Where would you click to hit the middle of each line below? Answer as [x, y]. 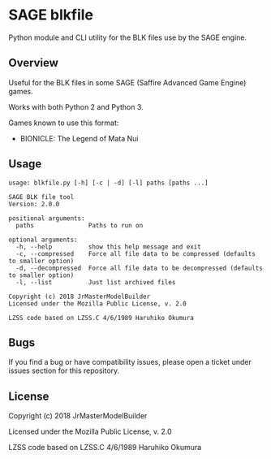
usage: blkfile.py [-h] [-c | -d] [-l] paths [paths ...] [108, 183]
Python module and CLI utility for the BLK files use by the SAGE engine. [128, 37]
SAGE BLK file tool [41, 197]
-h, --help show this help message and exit [108, 247]
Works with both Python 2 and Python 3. [76, 106]
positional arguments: [47, 218]
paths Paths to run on [80, 225]
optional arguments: [43, 240]
